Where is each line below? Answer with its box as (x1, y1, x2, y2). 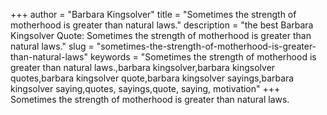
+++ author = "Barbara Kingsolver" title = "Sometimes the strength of (10, 9, 297, 20)
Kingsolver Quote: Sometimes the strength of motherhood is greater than (10, 30, 312, 41)
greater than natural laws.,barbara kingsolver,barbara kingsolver (10, 62, 276, 73)
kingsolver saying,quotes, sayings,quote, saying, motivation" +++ (10, 83, 281, 94)
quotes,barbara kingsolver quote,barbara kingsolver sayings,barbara (10, 72, 295, 84)
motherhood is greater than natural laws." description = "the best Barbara (10, 19, 314, 31)
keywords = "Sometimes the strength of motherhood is (89, 51, 317, 63)
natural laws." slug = (10, 40, 95, 52)
